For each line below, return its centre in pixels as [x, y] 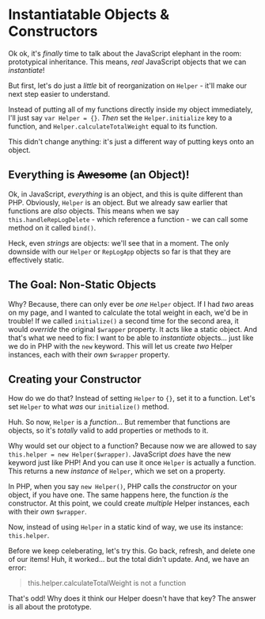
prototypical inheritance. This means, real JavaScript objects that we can [127, 62]
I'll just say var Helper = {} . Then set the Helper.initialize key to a [120, 117]
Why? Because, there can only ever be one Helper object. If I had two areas [131, 304]
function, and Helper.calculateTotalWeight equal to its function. [113, 126]
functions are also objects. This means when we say [94, 211]
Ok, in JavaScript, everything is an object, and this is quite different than [126, 194]
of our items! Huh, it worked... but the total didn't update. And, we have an [129, 560]
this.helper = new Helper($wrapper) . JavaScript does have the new [120, 454]
